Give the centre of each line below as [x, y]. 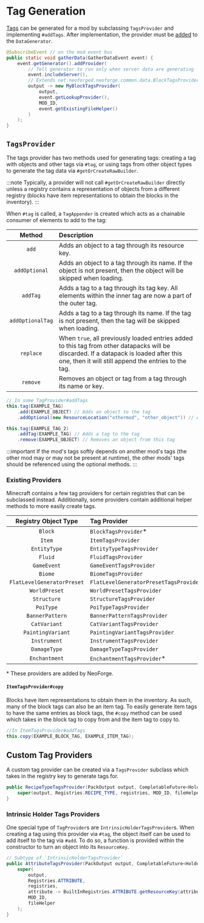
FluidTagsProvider [117, 557]
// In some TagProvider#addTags [47, 400]
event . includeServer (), [58, 75]
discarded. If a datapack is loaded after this [120, 353]
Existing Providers [34, 480]
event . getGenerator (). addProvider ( [62, 63]
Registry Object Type [46, 521]
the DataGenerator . [30, 41]
